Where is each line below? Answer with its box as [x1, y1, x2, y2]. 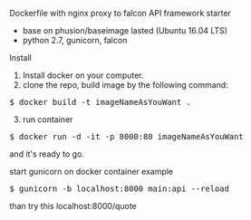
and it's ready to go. [9, 148, 84, 159]
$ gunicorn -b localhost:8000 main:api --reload [9, 184, 229, 194]
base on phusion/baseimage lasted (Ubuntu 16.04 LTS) [22, 25, 228, 35]
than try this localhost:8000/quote [9, 201, 138, 211]
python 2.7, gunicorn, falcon [22, 35, 128, 45]
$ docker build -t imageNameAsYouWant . [9, 97, 192, 107]
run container [22, 114, 73, 125]
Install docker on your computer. [22, 70, 144, 81]
